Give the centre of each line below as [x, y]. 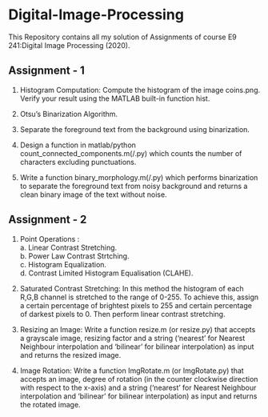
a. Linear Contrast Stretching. [68, 247]
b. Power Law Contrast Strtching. [74, 256]
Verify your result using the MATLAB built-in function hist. [115, 98]
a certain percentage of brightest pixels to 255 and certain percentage [136, 305]
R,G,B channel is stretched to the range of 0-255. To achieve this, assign [139, 297]
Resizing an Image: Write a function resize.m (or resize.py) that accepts [138, 329]
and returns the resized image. [70, 355]
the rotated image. [50, 404]
